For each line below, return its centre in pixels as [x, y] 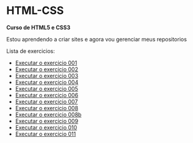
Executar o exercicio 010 [46, 127]
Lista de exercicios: [31, 51]
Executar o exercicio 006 [46, 95]
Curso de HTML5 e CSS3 [38, 27]
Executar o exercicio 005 [46, 88]
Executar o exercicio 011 [46, 134]
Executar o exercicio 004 [47, 82]
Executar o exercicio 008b [48, 114]
